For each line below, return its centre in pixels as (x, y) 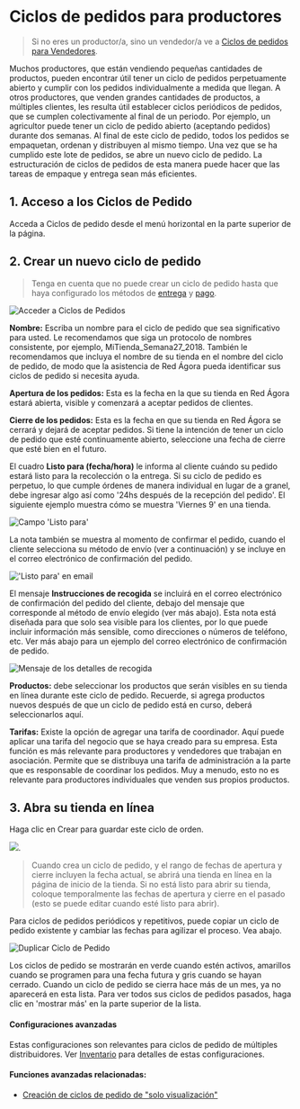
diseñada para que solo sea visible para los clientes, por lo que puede (139, 622)
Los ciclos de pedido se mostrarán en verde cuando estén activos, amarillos (150, 966)
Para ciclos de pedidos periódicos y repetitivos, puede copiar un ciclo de (145, 921)
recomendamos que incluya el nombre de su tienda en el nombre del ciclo (146, 356)
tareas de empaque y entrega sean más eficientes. (103, 174)
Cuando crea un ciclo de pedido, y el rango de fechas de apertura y (157, 865)
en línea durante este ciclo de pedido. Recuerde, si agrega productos (137, 695)
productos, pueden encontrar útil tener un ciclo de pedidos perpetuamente (148, 77)
